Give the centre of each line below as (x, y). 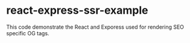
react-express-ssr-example (78, 10)
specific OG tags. (28, 33)
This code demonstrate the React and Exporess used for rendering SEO (95, 27)
